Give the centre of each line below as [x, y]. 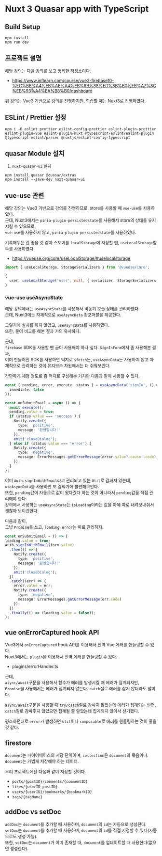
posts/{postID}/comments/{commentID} [50, 781]
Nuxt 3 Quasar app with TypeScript [77, 9]
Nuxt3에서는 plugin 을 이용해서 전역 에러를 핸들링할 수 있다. [61, 657]
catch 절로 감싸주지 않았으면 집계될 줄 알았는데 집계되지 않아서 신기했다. [72, 711]
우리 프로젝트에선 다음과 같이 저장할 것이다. [46, 771]
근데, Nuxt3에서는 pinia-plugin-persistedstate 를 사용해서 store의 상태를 [76, 220]
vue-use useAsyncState [34, 298]
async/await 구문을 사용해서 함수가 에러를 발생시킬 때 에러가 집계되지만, [72, 682]
